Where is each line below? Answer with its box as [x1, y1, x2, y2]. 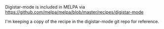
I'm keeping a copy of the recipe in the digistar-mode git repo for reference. [5, 19, 160, 24]
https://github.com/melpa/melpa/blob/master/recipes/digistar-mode [5, 9, 144, 15]
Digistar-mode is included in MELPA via [5, 4, 85, 10]
